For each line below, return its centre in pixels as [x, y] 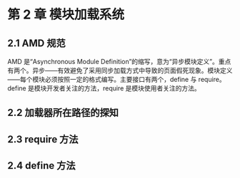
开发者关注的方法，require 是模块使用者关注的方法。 [124, 88]
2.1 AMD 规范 [36, 43]
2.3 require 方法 [43, 139]
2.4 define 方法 [41, 166]
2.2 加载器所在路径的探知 [63, 113]
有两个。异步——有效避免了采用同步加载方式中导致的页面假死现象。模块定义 [120, 70]
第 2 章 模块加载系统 [66, 15]
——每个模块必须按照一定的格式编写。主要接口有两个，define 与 [102, 79]
